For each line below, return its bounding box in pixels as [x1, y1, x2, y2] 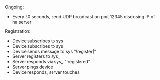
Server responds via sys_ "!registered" [12, 59, 91, 64]
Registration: [5, 28, 31, 34]
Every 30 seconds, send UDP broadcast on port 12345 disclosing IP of [12, 14, 155, 19]
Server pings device [12, 64, 53, 70]
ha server [12, 19, 32, 25]
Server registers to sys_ [12, 53, 60, 59]
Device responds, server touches [12, 69, 80, 75]
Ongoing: [5, 4, 24, 10]
